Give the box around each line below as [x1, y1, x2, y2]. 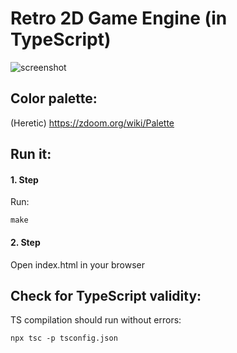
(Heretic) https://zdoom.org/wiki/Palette [10, 117, 175, 129]
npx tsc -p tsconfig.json [10, 333, 118, 344]
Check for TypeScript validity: [10, 287, 202, 304]
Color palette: [10, 90, 98, 107]
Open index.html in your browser [10, 258, 145, 271]
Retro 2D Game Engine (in [10, 7, 228, 30]
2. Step [10, 236, 41, 248]
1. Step [10, 173, 39, 186]
